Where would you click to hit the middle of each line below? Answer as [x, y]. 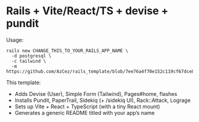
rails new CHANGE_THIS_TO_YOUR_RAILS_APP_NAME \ [67, 51]
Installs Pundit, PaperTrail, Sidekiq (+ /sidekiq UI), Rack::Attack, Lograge [102, 100]
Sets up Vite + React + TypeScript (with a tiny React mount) [87, 106]
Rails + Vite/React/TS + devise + [87, 11]
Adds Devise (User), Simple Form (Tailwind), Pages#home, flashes [96, 94]
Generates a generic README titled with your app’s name [85, 113]
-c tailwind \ [29, 61]
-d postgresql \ [31, 56]
